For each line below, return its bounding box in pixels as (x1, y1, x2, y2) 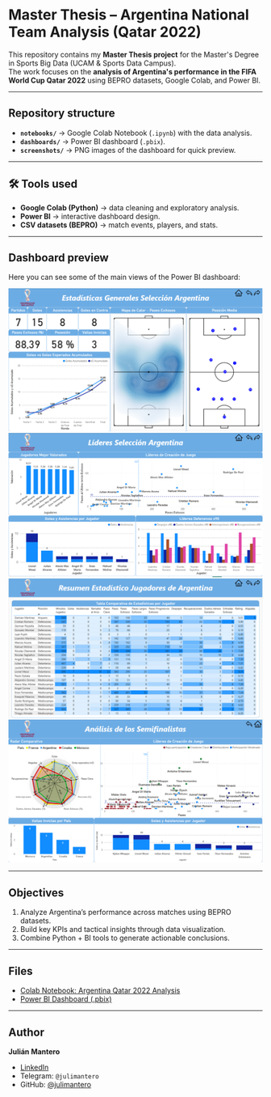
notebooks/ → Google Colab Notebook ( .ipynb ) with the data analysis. (19, 128, 252, 138)
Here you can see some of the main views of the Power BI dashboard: (8, 273, 240, 282)
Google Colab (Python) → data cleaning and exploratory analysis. (19, 202, 240, 212)
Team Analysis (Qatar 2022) (8, 23, 202, 41)
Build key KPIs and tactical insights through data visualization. (19, 925, 226, 934)
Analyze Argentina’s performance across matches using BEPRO (19, 908, 231, 917)
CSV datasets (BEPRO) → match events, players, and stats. (19, 220, 219, 230)
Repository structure (8, 107, 115, 121)
